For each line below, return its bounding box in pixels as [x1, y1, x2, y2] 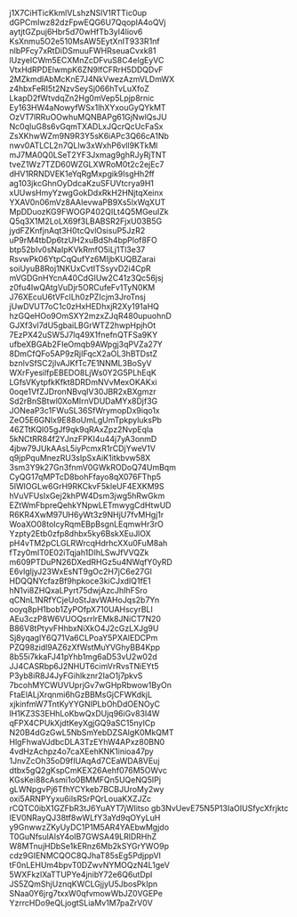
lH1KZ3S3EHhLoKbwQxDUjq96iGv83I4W [9, 708, 160, 718]
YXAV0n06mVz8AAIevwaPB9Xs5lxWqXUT [9, 197, 166, 208]
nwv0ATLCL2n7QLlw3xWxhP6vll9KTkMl [9, 140, 158, 151]
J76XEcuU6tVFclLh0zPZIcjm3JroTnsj [9, 291, 147, 302]
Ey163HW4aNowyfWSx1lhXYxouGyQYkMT [9, 102, 166, 112]
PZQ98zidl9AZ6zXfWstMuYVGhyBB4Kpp [9, 642, 161, 652]
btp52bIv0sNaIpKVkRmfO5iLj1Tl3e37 [9, 244, 146, 255]
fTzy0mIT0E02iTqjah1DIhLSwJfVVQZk [9, 547, 149, 558]
